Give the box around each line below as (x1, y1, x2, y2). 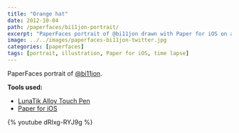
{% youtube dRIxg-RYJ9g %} (7, 117, 93, 126)
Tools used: (7, 83, 43, 91)
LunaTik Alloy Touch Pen (17, 96, 90, 105)
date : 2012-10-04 (7, 17, 59, 24)
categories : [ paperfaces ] (7, 43, 84, 50)
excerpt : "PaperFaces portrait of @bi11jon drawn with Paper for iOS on (7, 30, 228, 37)
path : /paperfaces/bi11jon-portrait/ (7, 23, 119, 30)
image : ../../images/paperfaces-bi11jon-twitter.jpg (7, 37, 167, 44)
